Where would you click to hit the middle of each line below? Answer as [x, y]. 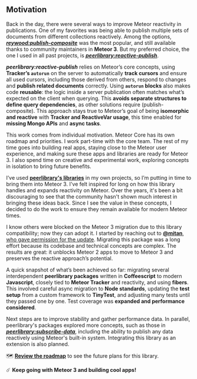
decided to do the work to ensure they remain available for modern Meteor [97, 209]
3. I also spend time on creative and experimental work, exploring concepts [98, 160]
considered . [21, 307]
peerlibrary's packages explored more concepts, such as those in [86, 325]
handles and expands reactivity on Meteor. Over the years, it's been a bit [94, 190]
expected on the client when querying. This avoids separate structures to [96, 98]
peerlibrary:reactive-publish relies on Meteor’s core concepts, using [91, 67]
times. [14, 215]
